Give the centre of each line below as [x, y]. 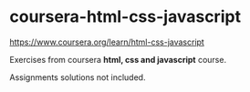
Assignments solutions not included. [78, 77]
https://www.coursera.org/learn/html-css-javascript [107, 42]
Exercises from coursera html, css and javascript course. [118, 59]
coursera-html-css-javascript [125, 17]
